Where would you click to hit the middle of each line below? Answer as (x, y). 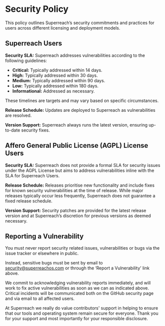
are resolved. (18, 115)
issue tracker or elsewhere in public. (42, 253)
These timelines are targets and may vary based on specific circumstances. (82, 100)
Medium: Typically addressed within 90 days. (59, 80)
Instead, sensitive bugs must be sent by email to (54, 263)
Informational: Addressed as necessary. (53, 91)
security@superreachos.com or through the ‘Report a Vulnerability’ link (77, 268)
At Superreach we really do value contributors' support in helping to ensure (82, 308)
